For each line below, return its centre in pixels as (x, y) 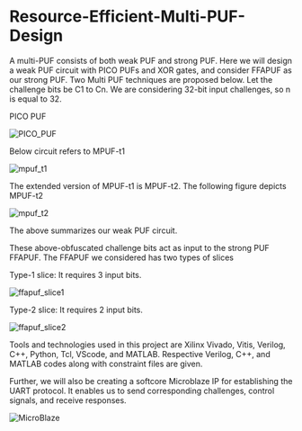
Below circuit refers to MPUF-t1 (67, 151)
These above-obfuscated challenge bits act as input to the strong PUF (139, 247)
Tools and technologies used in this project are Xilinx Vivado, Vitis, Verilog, (147, 345)
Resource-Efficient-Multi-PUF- (127, 17)
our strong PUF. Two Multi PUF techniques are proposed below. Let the (141, 79)
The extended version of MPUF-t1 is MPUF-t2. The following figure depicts (148, 185)
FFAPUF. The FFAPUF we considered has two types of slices (121, 257)
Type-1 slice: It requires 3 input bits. (75, 274)
